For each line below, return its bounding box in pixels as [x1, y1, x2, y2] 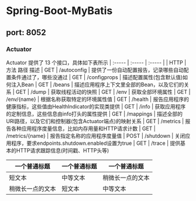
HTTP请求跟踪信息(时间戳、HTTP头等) [16, 147, 109, 154]
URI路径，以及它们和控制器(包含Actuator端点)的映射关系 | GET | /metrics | [6, 117, 184, 124]
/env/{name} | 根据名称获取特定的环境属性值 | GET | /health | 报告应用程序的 [6, 96, 189, 103]
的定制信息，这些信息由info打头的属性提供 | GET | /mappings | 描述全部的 [6, 110, 183, 117]
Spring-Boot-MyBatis [6, 4, 113, 18]
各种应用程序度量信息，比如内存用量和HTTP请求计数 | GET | [11, 125, 156, 132]
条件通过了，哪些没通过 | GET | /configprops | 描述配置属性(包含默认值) [11, 73, 183, 80]
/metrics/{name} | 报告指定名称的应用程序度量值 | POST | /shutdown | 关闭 [6, 132, 185, 139]
